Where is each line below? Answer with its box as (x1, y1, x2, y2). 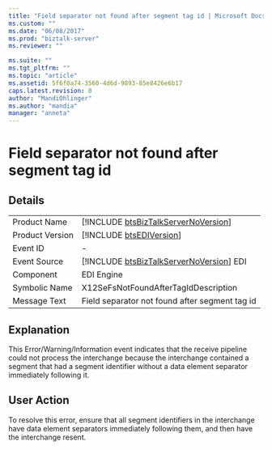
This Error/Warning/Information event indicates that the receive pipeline (8, 344, 248, 354)
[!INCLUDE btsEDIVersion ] (81, 230, 182, 241)
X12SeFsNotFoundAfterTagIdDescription (81, 282, 238, 294)
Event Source (12, 256, 64, 267)
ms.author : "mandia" (8, 102, 79, 110)
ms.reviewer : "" (8, 42, 63, 50)
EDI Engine (81, 269, 123, 280)
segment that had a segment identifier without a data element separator (8, 361, 249, 371)
